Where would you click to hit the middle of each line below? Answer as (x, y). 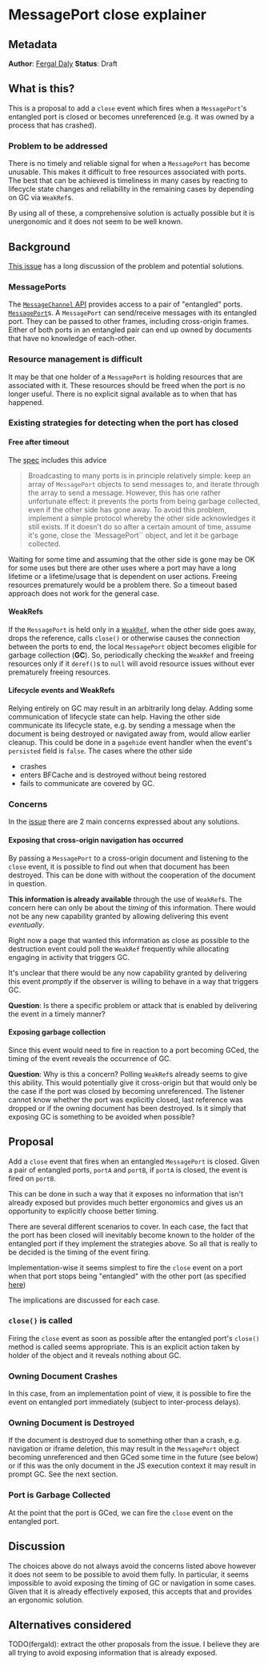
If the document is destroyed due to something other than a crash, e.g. (125, 1440)
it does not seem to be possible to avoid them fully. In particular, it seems (129, 1574)
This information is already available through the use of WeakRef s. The (125, 899)
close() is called (41, 1321)
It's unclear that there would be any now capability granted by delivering (128, 973)
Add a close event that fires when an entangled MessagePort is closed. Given (134, 1161)
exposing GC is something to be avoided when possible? (102, 1116)
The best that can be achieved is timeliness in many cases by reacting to (128, 180)
